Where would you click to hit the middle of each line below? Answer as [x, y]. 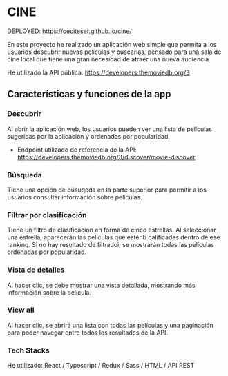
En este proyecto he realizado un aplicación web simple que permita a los [112, 44]
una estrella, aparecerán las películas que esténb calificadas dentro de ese [114, 237]
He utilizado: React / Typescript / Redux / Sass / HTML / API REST [101, 366]
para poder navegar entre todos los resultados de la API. [87, 333]
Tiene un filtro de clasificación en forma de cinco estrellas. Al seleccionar [112, 230]
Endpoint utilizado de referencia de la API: [77, 150]
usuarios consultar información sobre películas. [75, 197]
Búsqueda [25, 175]
